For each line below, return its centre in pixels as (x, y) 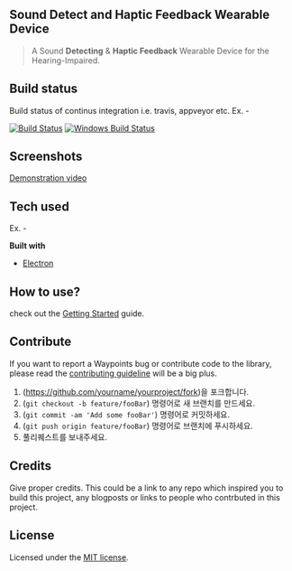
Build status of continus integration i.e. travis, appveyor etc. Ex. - (129, 110)
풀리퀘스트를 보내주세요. (65, 436)
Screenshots (46, 157)
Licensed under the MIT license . (69, 557)
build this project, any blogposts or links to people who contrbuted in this (145, 497)
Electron (38, 263)
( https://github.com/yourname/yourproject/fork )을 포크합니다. (136, 391)
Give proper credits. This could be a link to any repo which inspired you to (146, 488)
